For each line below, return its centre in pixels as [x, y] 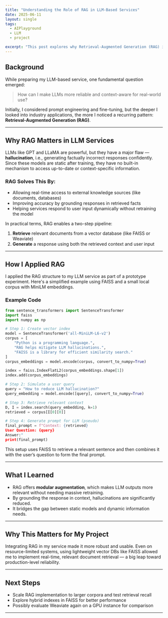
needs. [19, 514]
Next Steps [23, 583]
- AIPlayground [25, 29]
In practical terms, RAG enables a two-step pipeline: [59, 223]
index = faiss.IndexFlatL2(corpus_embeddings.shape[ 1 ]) [64, 371]
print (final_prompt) [27, 439]
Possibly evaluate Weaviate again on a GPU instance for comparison [83, 605]
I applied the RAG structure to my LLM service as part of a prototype [76, 276]
